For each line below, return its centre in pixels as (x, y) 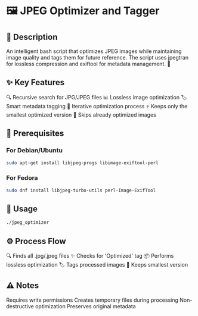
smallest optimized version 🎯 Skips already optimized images (81, 115)
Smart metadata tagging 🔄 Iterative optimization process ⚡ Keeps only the (97, 106)
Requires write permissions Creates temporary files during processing (92, 300)
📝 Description (32, 37)
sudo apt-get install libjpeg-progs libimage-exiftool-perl (83, 163)
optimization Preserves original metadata (85, 306)
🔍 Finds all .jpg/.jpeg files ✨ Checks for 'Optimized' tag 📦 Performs (90, 256)
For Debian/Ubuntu (34, 151)
